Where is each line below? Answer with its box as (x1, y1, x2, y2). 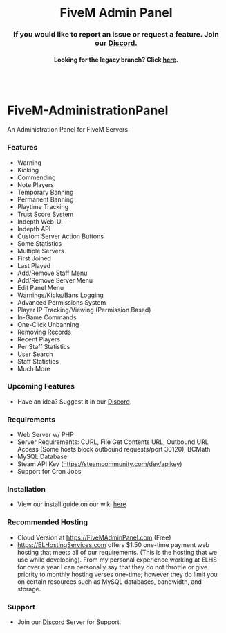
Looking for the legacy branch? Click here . (54, 55, 178, 64)
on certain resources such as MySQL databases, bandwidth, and (17, 577, 203, 586)
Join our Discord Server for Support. (17, 618, 122, 626)
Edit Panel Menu (17, 283, 64, 292)
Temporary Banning (17, 188, 74, 196)
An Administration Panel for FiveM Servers (7, 125, 129, 134)
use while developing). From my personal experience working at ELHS (17, 555, 218, 564)
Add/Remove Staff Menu (17, 269, 88, 277)
